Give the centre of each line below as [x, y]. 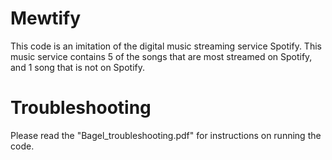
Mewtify [46, 18]
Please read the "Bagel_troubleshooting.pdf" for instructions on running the [166, 135]
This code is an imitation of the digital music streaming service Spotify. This [166, 46]
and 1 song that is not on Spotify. [77, 67]
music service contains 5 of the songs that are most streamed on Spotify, [161, 56]
